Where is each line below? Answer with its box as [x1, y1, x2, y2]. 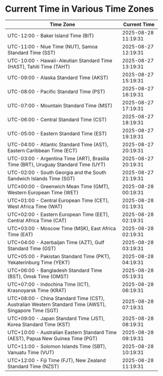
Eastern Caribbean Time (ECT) [7, 147, 78, 154]
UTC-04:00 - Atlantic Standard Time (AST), [7, 141, 109, 148]
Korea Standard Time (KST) [7, 321, 70, 328]
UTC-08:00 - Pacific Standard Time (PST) [7, 88, 105, 95]
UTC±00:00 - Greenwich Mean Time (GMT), [7, 183, 110, 190]
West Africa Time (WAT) [7, 203, 63, 210]
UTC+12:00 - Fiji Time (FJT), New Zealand [7, 357, 106, 363]
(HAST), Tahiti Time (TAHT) [7, 63, 70, 70]
